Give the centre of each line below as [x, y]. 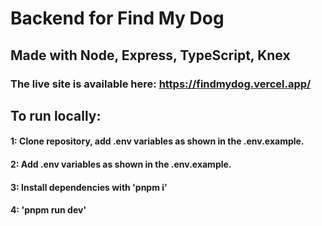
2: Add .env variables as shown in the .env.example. [121, 164]
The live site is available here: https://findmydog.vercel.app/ [161, 84]
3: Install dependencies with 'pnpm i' [89, 187]
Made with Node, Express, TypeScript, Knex [150, 55]
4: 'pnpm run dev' [48, 210]
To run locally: [56, 115]
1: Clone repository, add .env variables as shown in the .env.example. [157, 141]
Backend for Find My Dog [117, 18]
